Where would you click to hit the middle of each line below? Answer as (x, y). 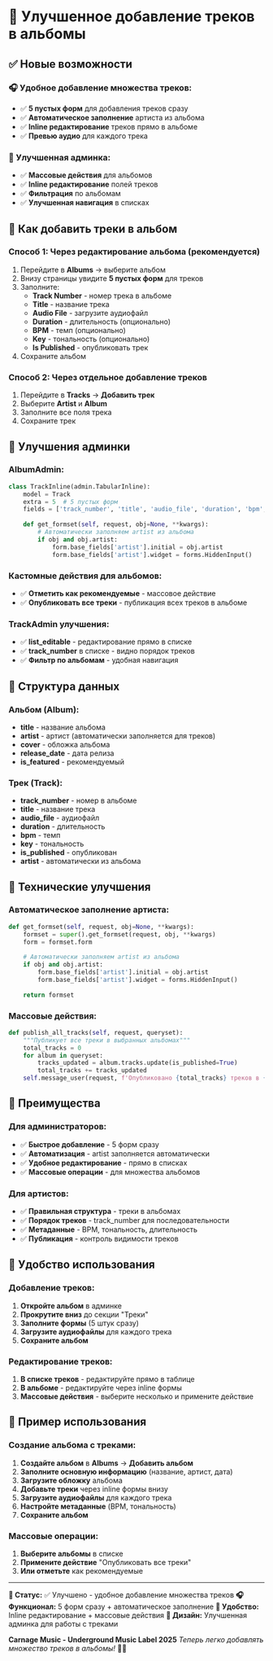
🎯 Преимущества (54, 1104)
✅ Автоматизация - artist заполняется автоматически (115, 1153)
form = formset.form (58, 942)
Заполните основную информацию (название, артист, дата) (126, 1471)
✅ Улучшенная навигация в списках (84, 203)
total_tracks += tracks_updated (93, 1071)
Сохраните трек (48, 421)
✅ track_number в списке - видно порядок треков (107, 651)
